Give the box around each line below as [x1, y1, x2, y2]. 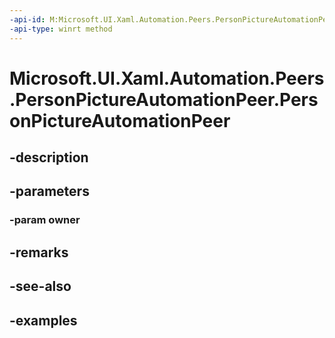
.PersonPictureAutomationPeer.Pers [9, 88, 319, 111]
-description [9, 149, 89, 166]
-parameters [9, 183, 90, 200]
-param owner [9, 213, 81, 227]
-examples [9, 312, 78, 329]
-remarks [9, 244, 69, 261]
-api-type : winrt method [9, 24, 113, 34]
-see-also [9, 278, 72, 295]
